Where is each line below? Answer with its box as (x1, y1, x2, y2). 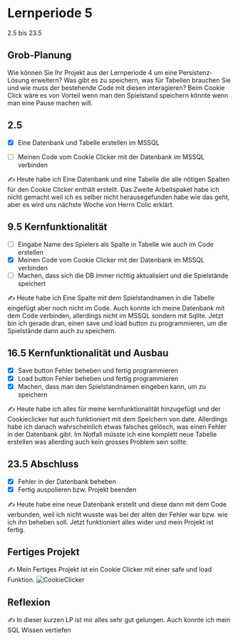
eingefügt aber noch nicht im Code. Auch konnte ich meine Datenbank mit (7, 303, 225, 312)
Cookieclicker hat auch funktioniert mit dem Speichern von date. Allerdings (7, 415, 228, 423)
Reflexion (7, 596, 51, 608)
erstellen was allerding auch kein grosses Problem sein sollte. (7, 437, 188, 446)
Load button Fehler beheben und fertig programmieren (17, 374, 179, 382)
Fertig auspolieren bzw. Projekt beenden (17, 485, 137, 494)
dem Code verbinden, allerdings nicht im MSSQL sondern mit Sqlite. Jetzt (7, 311, 224, 320)
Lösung (7, 76, 30, 84)
